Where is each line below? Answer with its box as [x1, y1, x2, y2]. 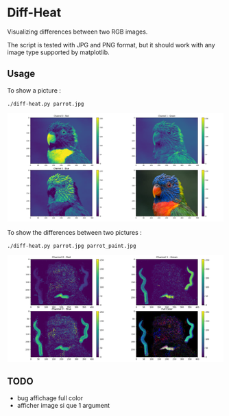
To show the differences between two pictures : [7, 229, 142, 237]
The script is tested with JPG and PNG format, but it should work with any [7, 41, 215, 49]
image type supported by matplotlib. [7, 48, 110, 56]
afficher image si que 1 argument [16, 401, 110, 409]
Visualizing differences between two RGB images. [7, 27, 148, 36]
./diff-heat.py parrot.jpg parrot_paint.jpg [7, 242, 136, 250]
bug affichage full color [16, 393, 84, 402]
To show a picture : [7, 86, 62, 94]
